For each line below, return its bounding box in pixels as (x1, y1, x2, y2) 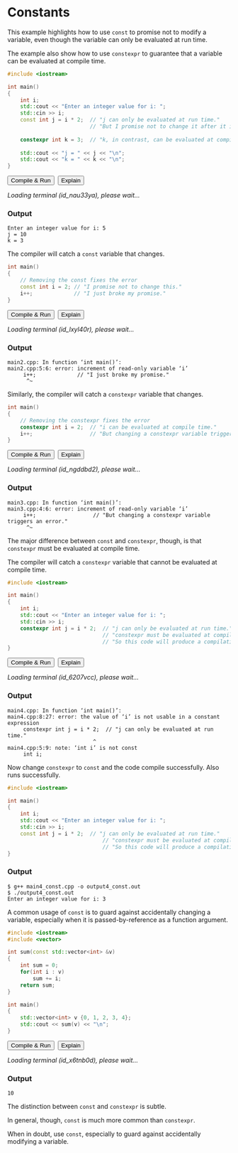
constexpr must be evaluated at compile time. (7, 544, 140, 552)
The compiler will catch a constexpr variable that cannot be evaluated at (7, 557, 217, 566)
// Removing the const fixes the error (20, 277, 138, 284)
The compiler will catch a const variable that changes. (7, 250, 165, 258)
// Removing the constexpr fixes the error (20, 417, 151, 424)
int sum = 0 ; (20, 962, 59, 969)
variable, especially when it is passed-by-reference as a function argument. (7, 915, 228, 924)
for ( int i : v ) (20, 968, 65, 976)
